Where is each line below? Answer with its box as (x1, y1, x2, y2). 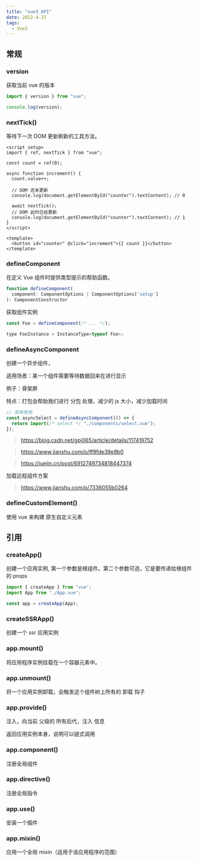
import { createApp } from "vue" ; (6, 584, 92, 590)
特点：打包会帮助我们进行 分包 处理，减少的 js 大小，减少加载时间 (6, 397, 168, 404)
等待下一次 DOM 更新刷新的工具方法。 (6, 132, 100, 140)
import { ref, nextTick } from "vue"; (6, 150, 103, 156)
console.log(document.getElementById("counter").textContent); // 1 (11, 214, 185, 221)
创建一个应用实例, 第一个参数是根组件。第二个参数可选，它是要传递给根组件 (6, 565, 192, 572)
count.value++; (11, 175, 49, 182)
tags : (6, 20, 20, 26)
